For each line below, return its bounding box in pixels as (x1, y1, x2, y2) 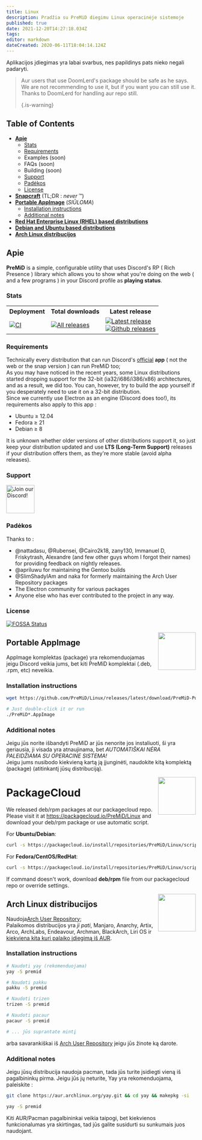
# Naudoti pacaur (6, 1013, 50, 1019)
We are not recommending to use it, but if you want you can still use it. (20, 83, 196, 90)
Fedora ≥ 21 (14, 419, 45, 426)
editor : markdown (6, 37, 50, 43)
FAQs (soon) (23, 160, 55, 167)
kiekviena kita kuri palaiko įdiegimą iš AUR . (6, 934, 112, 942)
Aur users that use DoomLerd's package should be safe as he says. (20, 76, 189, 84)
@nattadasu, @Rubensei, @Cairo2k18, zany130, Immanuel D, (14, 547, 167, 554)
